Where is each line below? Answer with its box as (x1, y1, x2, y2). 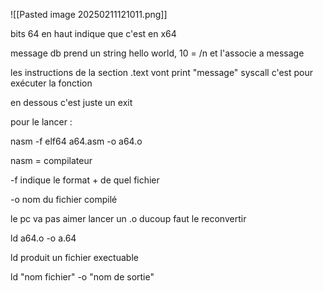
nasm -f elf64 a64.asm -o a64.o (10, 135, 143, 147)
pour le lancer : (10, 116, 73, 128)
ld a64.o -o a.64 (10, 232, 77, 244)
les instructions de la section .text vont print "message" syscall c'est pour (10, 67, 314, 78)
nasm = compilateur (10, 155, 93, 166)
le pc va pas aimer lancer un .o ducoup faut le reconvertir (10, 213, 247, 224)
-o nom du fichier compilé (10, 194, 118, 205)
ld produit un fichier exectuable (10, 252, 139, 263)
